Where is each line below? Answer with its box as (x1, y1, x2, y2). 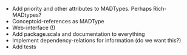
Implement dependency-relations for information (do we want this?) (12, 37, 182, 44)
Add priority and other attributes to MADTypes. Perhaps (12, 5, 152, 12)
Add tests (12, 43, 36, 50)
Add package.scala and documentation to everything (12, 30, 145, 38)
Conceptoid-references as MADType (12, 18, 104, 25)
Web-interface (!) (12, 24, 56, 31)
